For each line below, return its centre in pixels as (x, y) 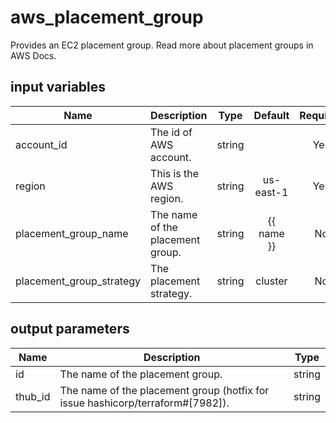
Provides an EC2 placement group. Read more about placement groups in (162, 45)
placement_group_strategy (78, 281)
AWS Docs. (33, 55)
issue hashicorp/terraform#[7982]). (144, 403)
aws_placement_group (107, 17)
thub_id (33, 396)
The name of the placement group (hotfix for (164, 390)
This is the (175, 173)
